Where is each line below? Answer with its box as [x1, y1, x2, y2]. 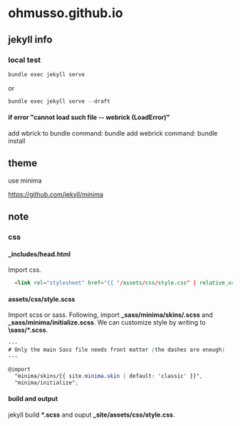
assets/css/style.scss [8, 295, 75, 303]
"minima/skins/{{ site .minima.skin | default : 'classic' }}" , [14, 372, 203, 380]
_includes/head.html [8, 250, 71, 258]
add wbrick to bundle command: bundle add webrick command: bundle [8, 128, 218, 137]
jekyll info [8, 34, 53, 46]
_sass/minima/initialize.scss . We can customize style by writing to [8, 318, 206, 327]
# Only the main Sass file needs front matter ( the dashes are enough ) [8, 346, 225, 354]
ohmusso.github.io [8, 5, 123, 21]
